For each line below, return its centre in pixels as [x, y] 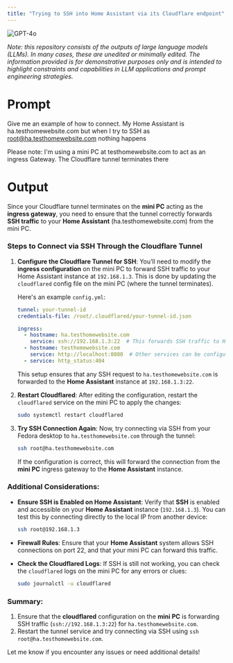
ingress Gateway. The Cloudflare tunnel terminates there [88, 159]
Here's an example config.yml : [61, 297]
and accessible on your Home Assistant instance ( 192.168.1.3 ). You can [121, 509]
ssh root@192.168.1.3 [48, 529]
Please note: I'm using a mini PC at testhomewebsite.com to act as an [106, 152]
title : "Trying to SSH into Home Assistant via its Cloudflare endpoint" [116, 14]
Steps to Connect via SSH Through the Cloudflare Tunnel [105, 246]
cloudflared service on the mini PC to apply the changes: [99, 402]
